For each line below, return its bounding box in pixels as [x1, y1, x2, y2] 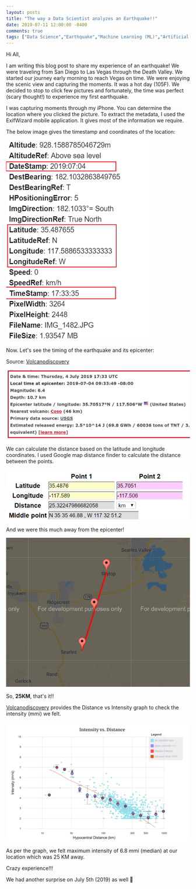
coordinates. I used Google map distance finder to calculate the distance [6, 451, 181, 458]
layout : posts [6, 9, 41, 15]
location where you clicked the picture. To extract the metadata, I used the [6, 111, 185, 118]
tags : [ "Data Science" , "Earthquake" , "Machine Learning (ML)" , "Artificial [6, 34, 190, 40]
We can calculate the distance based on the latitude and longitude [6, 445, 165, 452]
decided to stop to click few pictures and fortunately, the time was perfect [6, 87, 184, 94]
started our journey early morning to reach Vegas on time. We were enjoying [6, 75, 190, 82]
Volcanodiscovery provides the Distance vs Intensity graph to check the [6, 704, 179, 711]
